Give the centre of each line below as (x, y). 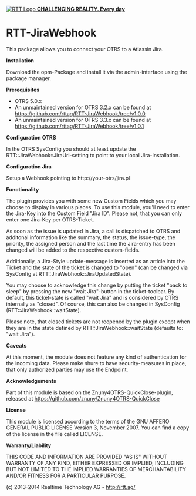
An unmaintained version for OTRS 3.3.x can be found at (83, 120)
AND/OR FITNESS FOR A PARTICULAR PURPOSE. (66, 475)
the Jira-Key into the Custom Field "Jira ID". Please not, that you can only (94, 213)
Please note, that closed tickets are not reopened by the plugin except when (98, 322)
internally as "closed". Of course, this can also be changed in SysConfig (93, 304)
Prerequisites (23, 90)
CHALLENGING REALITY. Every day (81, 9)
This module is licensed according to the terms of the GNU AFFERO (88, 421)
